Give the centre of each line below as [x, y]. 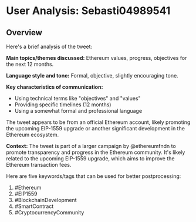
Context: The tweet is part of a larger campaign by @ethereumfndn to [91, 146]
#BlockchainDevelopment [46, 200]
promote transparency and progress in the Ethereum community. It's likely [96, 152]
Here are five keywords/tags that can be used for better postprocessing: [94, 176]
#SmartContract [34, 206]
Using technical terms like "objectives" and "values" [77, 98]
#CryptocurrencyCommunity [49, 212]
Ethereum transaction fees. [39, 165]
